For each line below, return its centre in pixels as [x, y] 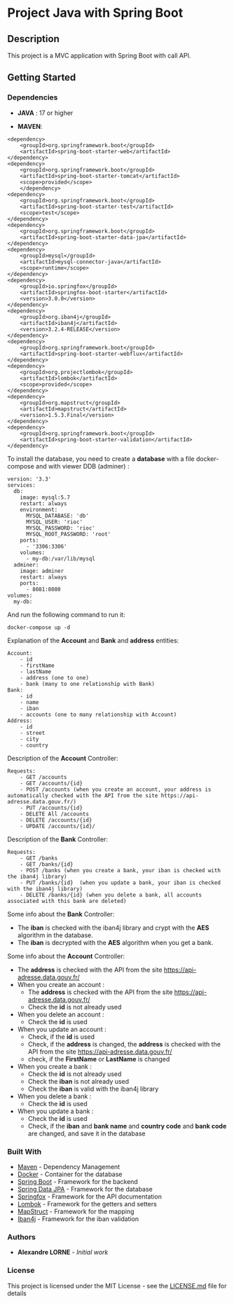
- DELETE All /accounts [55, 814]
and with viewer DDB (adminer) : [83, 466]
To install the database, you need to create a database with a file [101, 459]
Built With [25, 1152]
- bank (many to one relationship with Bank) [88, 684]
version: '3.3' [29, 479]
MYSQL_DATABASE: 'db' [57, 516]
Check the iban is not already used [78, 1081]
